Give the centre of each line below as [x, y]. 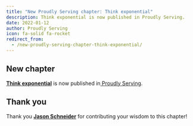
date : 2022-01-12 [28, 23]
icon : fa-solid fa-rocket [38, 34]
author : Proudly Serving [37, 28]
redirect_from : [25, 39]
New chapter [31, 69]
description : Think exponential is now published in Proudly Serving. [96, 17]
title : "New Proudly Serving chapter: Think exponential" [80, 12]
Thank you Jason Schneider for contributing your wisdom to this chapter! [97, 116]
